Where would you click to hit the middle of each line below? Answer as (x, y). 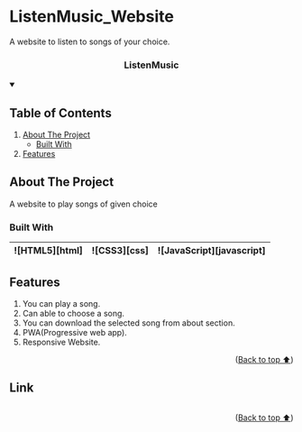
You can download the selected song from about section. (129, 323)
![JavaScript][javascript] (211, 251)
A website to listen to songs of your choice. (90, 41)
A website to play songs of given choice (83, 204)
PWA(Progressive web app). (75, 332)
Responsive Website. (61, 342)
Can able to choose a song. (73, 313)
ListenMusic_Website (92, 17)
